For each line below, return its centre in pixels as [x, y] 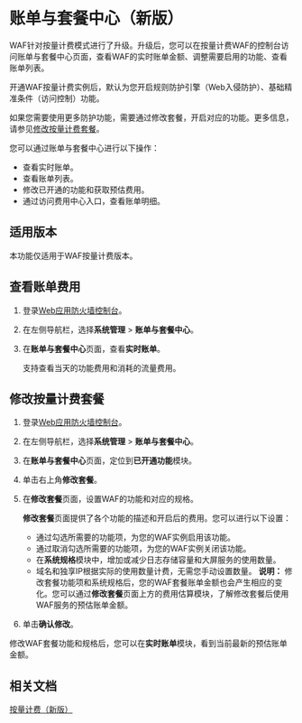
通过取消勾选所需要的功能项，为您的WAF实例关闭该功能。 [143, 549]
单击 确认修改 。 [50, 625]
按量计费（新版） [41, 709]
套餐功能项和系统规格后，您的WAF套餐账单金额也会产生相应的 [159, 582]
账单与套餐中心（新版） [96, 19]
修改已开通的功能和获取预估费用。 [86, 190]
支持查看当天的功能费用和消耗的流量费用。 [101, 367]
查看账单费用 [45, 287]
